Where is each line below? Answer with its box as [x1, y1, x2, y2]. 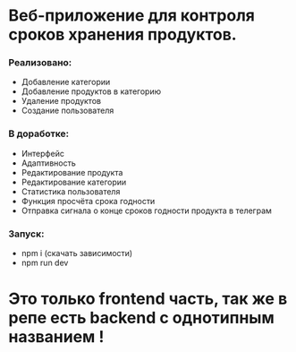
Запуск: [8, 228, 45, 240]
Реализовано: [8, 56, 72, 69]
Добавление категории [21, 77, 111, 88]
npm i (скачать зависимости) [21, 248, 133, 259]
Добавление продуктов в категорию [21, 86, 162, 97]
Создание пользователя [21, 105, 114, 116]
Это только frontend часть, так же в [8, 288, 288, 309]
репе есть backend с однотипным [8, 308, 275, 328]
